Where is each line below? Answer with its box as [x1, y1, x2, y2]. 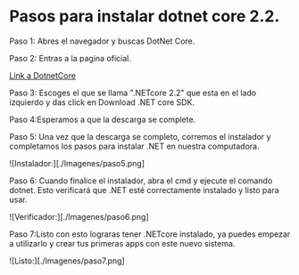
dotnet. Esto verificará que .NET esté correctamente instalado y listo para [9, 184, 279, 195]
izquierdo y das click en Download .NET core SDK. [9, 96, 195, 108]
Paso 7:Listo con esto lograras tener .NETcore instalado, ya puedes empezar [9, 229, 291, 239]
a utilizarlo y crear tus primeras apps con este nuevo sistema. [9, 238, 236, 248]
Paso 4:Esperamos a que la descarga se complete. [9, 114, 196, 125]
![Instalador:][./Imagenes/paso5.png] [9, 158, 145, 168]
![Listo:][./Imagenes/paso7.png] [9, 255, 125, 266]
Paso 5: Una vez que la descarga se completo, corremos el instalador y [9, 131, 271, 142]
